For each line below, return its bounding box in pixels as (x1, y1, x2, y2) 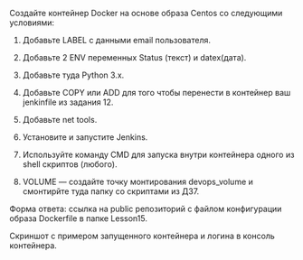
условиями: (9, 17, 55, 28)
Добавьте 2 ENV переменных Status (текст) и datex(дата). (22, 52, 247, 62)
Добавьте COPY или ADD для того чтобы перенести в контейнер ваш (22, 88, 291, 97)
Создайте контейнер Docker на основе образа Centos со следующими (9, 8, 283, 18)
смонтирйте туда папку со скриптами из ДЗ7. (22, 186, 200, 197)
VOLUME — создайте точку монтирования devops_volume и (22, 176, 253, 187)
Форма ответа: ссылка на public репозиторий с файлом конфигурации (9, 203, 282, 214)
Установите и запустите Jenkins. (22, 132, 148, 143)
